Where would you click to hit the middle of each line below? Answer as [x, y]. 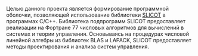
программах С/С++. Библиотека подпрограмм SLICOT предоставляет [96, 21]
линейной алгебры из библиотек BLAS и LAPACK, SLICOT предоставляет [99, 40]
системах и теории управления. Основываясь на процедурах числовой [98, 34]
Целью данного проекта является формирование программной [87, 9]
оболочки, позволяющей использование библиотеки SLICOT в [86, 15]
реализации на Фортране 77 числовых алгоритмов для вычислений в [95, 27]
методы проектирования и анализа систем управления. [78, 46]
